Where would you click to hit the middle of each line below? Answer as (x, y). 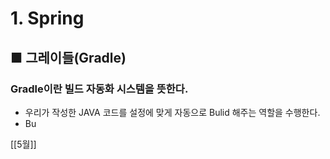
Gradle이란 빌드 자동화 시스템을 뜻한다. (99, 89)
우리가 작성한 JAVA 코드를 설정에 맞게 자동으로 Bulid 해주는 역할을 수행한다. (172, 112)
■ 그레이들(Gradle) (68, 57)
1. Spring (47, 18)
